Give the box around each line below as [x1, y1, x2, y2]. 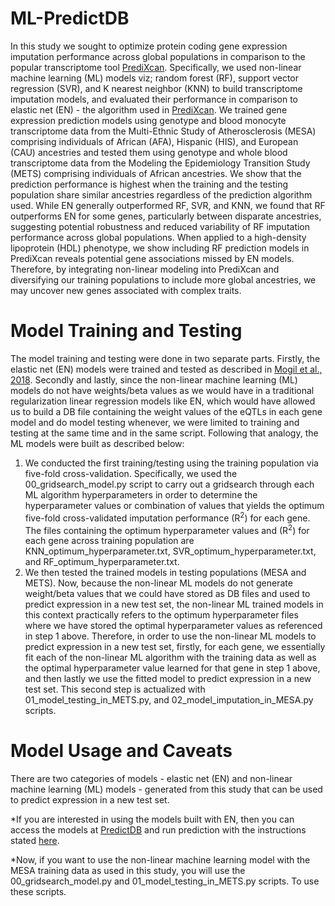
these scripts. [10, 886, 67, 898]
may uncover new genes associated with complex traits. [10, 284, 242, 296]
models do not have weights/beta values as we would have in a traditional [10, 384, 315, 396]
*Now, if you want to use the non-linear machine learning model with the [10, 854, 311, 866]
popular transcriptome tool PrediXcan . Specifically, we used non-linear [10, 61, 302, 73]
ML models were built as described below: [10, 437, 185, 449]
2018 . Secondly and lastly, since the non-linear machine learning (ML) [10, 373, 298, 386]
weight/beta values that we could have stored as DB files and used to [24, 588, 311, 600]
